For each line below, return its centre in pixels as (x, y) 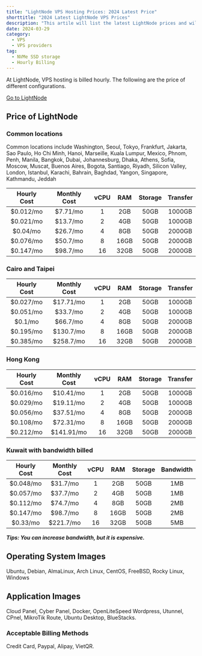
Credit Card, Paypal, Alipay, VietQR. (50, 646)
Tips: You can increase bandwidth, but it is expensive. (76, 538)
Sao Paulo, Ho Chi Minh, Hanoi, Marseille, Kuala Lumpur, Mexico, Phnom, (97, 153)
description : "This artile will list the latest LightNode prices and (96, 23)
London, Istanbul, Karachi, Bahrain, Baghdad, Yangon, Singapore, (87, 173)
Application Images (44, 597)
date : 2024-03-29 (28, 29)
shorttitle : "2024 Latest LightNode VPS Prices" (68, 18)
